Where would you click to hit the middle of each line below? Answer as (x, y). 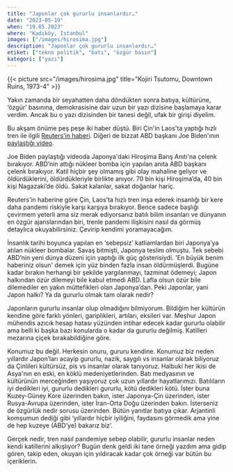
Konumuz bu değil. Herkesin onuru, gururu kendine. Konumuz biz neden (111, 351)
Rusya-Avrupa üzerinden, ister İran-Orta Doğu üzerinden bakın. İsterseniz (113, 403)
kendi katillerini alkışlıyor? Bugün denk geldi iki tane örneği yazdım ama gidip (117, 446)
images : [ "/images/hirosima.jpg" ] (57, 40)
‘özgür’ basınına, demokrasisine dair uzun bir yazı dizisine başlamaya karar (114, 107)
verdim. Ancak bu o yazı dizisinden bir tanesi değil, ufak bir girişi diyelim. (111, 114)
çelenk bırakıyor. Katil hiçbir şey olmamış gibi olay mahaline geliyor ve (107, 171)
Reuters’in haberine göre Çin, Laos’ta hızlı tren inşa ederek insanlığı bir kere (115, 199)
